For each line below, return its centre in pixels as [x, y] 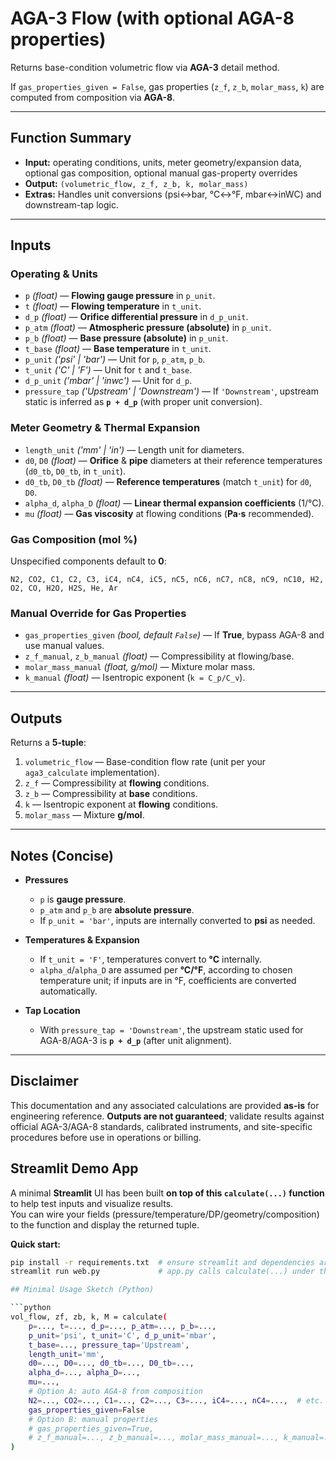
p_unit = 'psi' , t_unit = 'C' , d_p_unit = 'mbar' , [122, 1335]
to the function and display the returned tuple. [105, 1224]
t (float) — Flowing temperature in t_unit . [113, 306]
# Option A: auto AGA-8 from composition [115, 1392]
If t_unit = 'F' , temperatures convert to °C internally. [151, 959]
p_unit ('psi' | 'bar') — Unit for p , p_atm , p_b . [115, 359]
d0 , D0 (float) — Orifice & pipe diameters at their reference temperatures [173, 460]
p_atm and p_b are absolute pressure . [117, 909]
